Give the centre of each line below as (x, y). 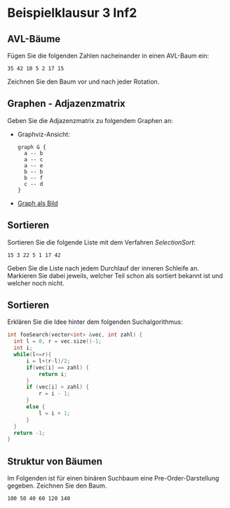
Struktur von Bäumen (55, 461)
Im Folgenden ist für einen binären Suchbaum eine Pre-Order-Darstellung (113, 478)
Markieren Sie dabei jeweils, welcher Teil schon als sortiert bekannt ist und (115, 275)
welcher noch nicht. (36, 283)
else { (35, 407)
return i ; (53, 374)
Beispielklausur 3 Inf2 (72, 13)
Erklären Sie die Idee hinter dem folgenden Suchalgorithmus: (95, 322)
